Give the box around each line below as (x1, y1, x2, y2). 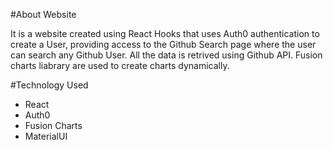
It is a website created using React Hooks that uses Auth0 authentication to (10, 28, 320, 39)
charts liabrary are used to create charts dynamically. (10, 60, 230, 71)
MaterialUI (24, 130, 68, 142)
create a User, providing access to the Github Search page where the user (10, 39, 317, 50)
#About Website (10, 9, 77, 20)
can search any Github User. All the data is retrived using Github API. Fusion (10, 49, 323, 61)
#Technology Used (10, 79, 89, 91)
